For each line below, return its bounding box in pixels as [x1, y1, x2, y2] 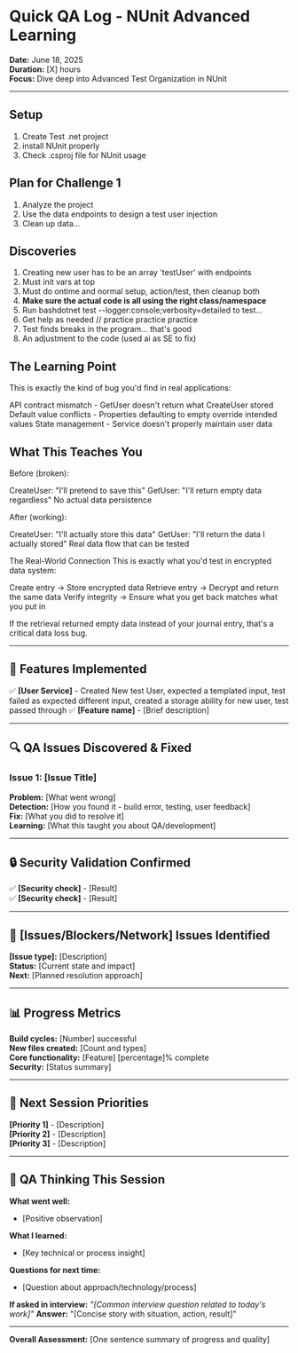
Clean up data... [21, 218, 81, 228]
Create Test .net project [21, 131, 109, 141]
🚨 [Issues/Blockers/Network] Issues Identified [9, 928, 271, 943]
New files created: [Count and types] [9, 1042, 147, 1053]
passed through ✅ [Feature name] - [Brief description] [9, 704, 210, 716]
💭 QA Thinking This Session [9, 1172, 166, 1187]
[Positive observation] [21, 1213, 104, 1223]
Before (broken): [9, 468, 69, 479]
